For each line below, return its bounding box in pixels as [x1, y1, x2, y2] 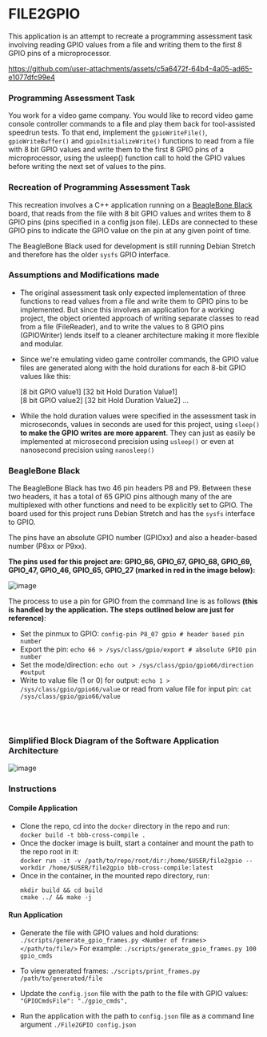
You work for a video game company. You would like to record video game [8, 111, 253, 120]
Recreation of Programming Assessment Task [8, 182, 190, 193]
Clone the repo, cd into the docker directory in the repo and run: [19, 821, 230, 830]
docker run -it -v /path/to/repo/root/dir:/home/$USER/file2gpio [19, 857, 242, 865]
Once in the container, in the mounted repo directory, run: [19, 870, 210, 880]
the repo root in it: [19, 846, 79, 856]
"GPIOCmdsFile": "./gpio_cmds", [19, 997, 128, 1005]
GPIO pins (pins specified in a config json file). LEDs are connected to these [8, 217, 258, 227]
